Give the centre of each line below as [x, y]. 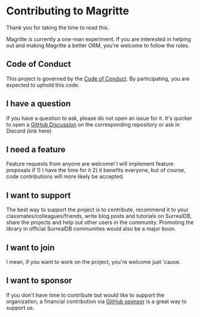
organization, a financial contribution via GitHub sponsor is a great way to [96, 301]
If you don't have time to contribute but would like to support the [85, 295]
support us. [20, 307]
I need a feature [36, 150]
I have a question [39, 104]
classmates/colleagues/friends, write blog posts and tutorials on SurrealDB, [99, 216]
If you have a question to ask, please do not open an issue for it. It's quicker [99, 118]
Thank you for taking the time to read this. [58, 27]
